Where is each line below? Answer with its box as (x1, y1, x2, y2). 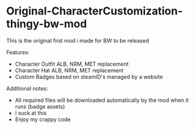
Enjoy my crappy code (14, 116, 71, 123)
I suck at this (14, 109, 47, 116)
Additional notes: (6, 84, 48, 92)
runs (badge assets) (14, 102, 65, 110)
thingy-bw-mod (6, 17, 87, 31)
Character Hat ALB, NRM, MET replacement (14, 66, 124, 74)
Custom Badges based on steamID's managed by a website (14, 73, 164, 80)
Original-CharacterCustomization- (6, 4, 183, 18)
